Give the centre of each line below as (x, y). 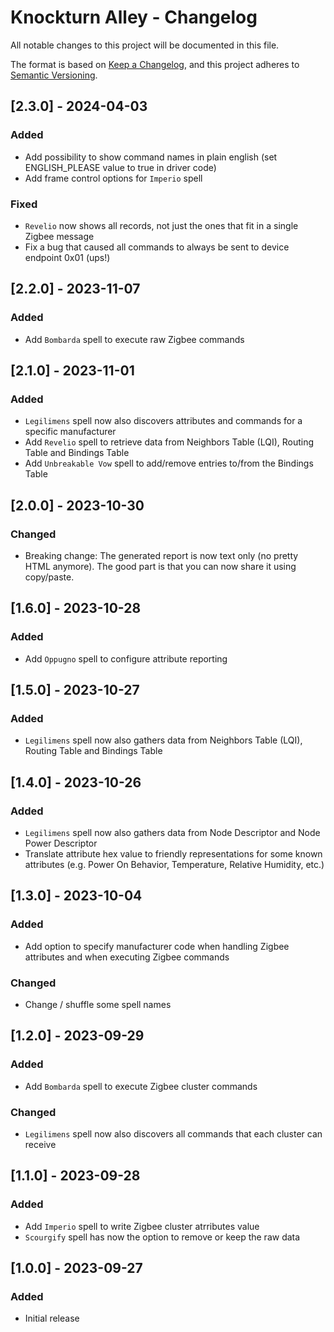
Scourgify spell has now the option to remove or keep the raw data (162, 1237)
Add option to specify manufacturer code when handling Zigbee (157, 946)
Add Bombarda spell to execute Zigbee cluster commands (141, 1086)
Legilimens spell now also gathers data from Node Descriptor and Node (172, 833)
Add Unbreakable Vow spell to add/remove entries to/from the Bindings (169, 463)
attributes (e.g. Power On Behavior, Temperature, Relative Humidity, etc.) (174, 865)
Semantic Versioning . (54, 75)
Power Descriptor (61, 843)
